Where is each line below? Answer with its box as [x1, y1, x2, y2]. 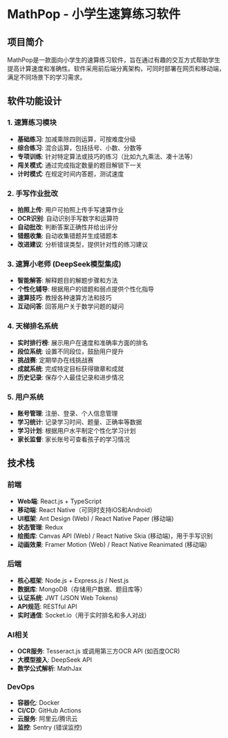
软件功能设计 [7, 95, 62, 107]
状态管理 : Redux [17, 522, 64, 531]
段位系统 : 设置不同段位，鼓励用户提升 [17, 347, 124, 355]
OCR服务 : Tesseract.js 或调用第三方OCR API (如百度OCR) [17, 647, 180, 656]
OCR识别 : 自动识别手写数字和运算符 [17, 214, 120, 222]
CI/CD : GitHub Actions [17, 706, 82, 714]
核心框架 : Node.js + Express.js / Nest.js [17, 576, 129, 584]
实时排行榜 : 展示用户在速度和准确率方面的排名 [17, 338, 149, 346]
